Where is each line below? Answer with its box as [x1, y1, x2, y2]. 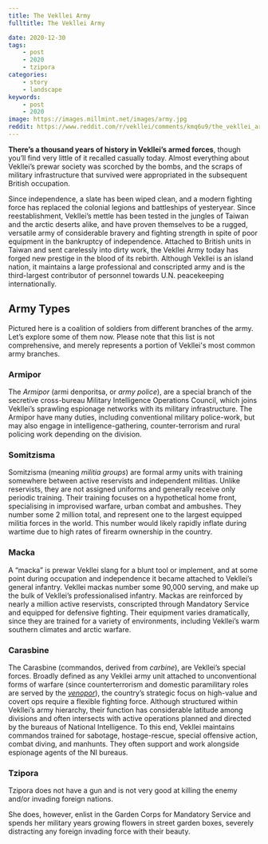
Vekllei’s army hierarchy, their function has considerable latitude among [8, 705, 243, 715]
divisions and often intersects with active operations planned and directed [8, 713, 251, 723]
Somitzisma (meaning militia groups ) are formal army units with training [8, 468, 243, 477]
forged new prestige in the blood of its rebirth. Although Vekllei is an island [8, 253, 254, 263]
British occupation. [8, 178, 70, 188]
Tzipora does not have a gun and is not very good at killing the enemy [8, 786, 238, 795]
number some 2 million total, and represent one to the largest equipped [8, 510, 242, 520]
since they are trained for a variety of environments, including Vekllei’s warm [8, 616, 260, 626]
